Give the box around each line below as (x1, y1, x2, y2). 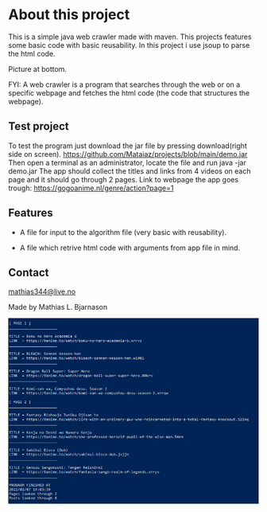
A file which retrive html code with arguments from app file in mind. (19, 243, 241, 252)
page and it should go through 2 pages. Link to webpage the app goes (8, 174, 239, 184)
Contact (8, 265, 49, 279)
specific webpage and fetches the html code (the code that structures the (8, 88, 250, 97)
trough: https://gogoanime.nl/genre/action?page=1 (8, 183, 174, 193)
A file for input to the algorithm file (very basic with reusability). (19, 227, 227, 236)
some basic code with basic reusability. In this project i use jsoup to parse (8, 40, 250, 49)
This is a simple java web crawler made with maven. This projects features (8, 32, 252, 41)
